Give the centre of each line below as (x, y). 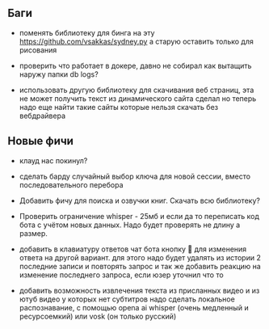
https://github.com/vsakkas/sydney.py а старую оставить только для (136, 41)
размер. (33, 233)
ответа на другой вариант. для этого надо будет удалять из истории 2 (140, 257)
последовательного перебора (71, 184)
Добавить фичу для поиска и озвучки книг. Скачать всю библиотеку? (139, 200)
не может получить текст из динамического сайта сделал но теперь (138, 98)
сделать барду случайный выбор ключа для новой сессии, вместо (135, 176)
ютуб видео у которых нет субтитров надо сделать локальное (127, 299)
